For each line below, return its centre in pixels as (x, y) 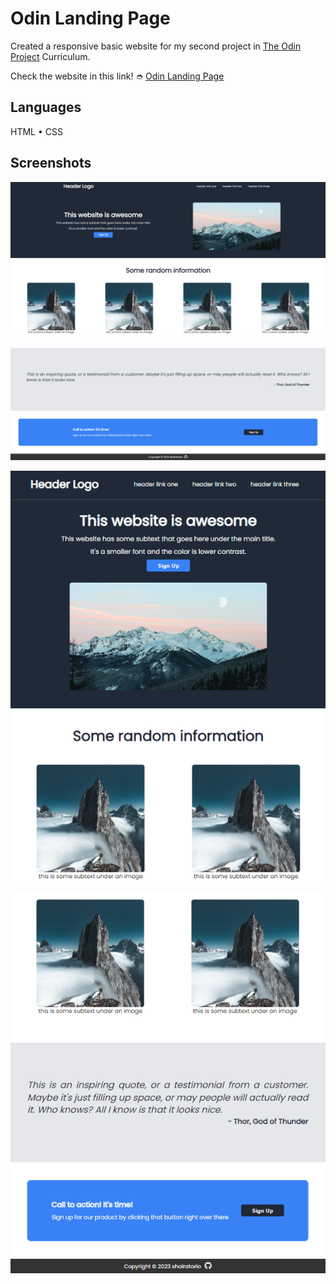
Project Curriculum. (50, 56)
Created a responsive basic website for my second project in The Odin (156, 46)
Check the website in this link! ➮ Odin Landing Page (117, 76)
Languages (46, 107)
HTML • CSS (36, 131)
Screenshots (51, 163)
